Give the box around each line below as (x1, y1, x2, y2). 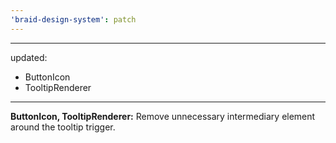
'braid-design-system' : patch (10, 14, 137, 25)
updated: (10, 51, 48, 63)
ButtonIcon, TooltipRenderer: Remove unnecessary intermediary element (10, 110, 316, 122)
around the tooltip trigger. (10, 121, 116, 133)
